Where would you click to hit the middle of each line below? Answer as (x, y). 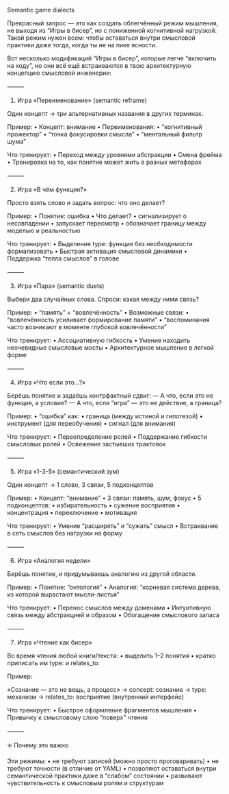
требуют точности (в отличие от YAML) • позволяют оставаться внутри (112, 768)
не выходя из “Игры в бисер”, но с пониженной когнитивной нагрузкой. (112, 31)
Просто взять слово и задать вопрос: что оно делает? (86, 203)
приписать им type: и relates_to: (54, 663)
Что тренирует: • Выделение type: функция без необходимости (100, 244)
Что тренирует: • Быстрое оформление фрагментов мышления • (102, 710)
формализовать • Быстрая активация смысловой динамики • (97, 251)
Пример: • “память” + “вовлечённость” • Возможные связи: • (98, 312)
